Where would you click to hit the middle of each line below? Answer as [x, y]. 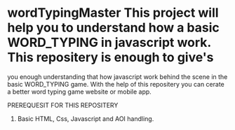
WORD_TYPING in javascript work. [109, 43]
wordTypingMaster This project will [113, 13]
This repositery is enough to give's [110, 58]
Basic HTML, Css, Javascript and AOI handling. [86, 118]
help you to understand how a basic [113, 28]
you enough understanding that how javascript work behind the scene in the [117, 77]
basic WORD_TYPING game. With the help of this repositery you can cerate [116, 84]
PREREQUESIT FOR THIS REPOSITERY [63, 105]
